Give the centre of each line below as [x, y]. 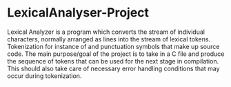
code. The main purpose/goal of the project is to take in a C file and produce [116, 54]
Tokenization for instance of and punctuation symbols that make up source [113, 46]
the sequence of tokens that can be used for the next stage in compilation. [113, 61]
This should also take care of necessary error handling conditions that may [113, 68]
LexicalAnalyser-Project [78, 13]
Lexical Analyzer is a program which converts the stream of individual [106, 32]
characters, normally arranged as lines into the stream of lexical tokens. [109, 39]
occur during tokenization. [44, 76]
